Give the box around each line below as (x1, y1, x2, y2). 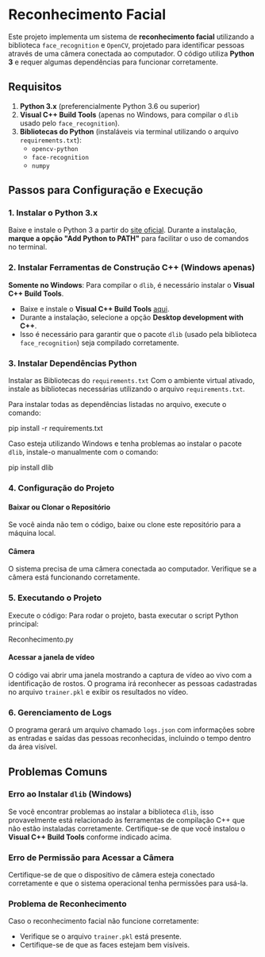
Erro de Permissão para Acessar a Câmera (8, 852, 175, 863)
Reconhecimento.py (8, 634, 74, 644)
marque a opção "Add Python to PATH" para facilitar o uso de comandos (8, 234, 249, 243)
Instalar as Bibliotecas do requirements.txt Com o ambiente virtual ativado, (8, 376, 255, 386)
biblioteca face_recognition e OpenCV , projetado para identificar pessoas (8, 40, 244, 49)
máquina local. (8, 529, 56, 538)
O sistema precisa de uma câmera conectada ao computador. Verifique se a (8, 564, 257, 574)
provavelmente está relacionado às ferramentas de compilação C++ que (8, 815, 245, 824)
